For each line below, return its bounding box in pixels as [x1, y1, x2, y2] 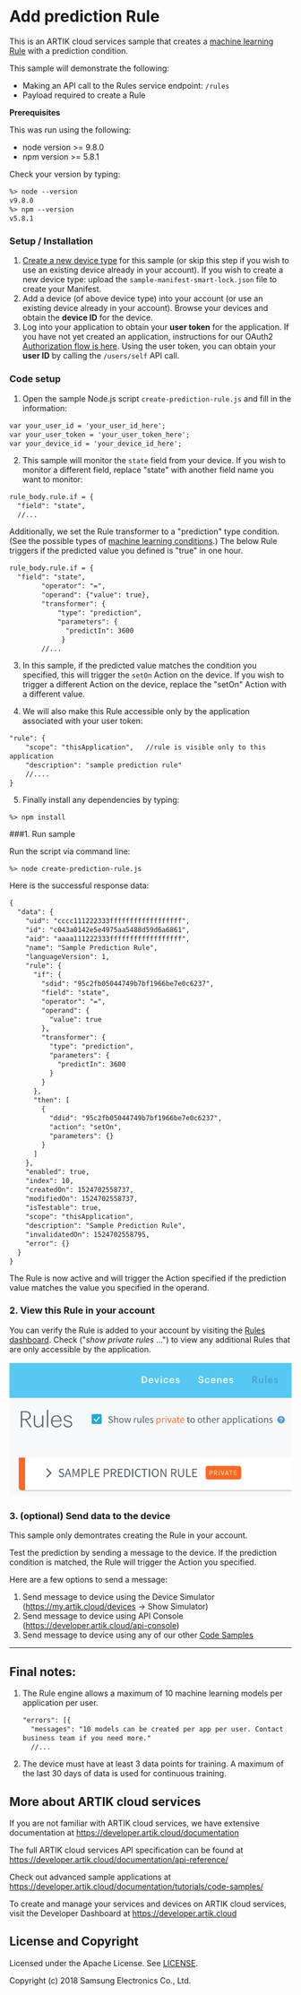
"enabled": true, [25, 1167, 90, 1176]
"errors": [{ [21, 1716, 72, 1725]
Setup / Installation [9, 235, 94, 247]
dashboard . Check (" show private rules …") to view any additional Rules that [9, 1334, 291, 1345]
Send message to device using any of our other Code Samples [21, 1629, 254, 1641]
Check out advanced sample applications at [9, 1871, 172, 1882]
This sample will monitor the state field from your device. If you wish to [21, 454, 287, 465]
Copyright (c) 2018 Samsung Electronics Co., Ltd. [9, 1974, 192, 1986]
